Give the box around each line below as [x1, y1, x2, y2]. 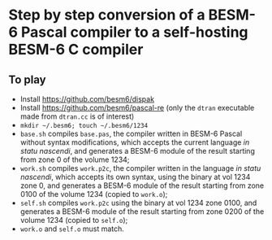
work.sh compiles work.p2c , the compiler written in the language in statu [19, 164, 261, 172]
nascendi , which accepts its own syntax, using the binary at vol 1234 [19, 172, 251, 181]
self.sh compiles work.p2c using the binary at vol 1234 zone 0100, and [19, 198, 257, 207]
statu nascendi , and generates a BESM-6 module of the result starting [19, 146, 256, 155]
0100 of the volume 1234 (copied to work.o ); [19, 190, 168, 199]
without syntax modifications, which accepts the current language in [19, 137, 250, 147]
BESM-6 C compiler [8, 41, 144, 59]
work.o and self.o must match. [19, 224, 124, 233]
